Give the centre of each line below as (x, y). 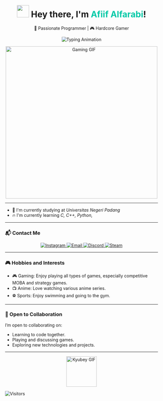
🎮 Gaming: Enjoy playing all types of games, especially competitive (80, 276)
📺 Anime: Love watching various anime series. (59, 288)
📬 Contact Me (23, 233)
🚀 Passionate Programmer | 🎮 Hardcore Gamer (81, 28)
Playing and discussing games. (43, 340)
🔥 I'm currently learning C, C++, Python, (52, 215)
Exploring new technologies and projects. (54, 345)
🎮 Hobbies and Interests (35, 263)
